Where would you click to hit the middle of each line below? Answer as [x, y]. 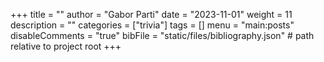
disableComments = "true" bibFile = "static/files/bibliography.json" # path [162, 35]
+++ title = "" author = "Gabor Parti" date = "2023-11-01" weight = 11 [151, 14]
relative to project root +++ [66, 46]
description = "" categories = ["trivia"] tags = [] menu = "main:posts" [152, 25]
